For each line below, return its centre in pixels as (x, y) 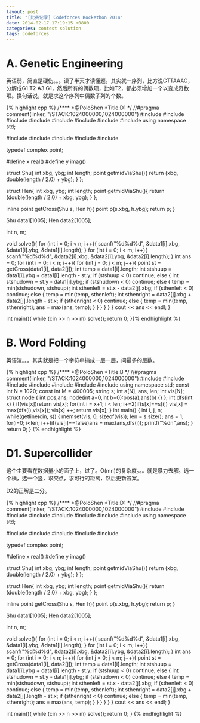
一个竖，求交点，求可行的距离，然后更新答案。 (84, 478)
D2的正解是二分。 (28, 491)
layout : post (22, 12)
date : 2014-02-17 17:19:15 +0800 (48, 23)
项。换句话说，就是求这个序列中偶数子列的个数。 (66, 96)
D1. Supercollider (49, 453)
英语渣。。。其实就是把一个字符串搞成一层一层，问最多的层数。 (82, 360)
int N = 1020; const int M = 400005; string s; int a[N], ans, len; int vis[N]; (95, 391)
